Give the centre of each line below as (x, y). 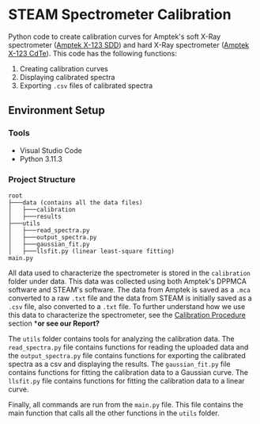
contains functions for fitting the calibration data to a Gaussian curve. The (128, 372)
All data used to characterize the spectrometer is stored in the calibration (129, 273)
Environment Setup (57, 111)
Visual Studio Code (51, 150)
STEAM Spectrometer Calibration (120, 15)
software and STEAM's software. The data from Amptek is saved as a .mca (129, 289)
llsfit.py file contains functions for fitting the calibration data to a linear (126, 380)
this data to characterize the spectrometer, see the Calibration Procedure (127, 315)
